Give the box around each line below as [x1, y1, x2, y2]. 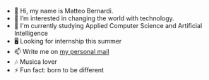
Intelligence [13, 29, 48, 37]
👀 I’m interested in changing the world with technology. [13, 14, 174, 22]
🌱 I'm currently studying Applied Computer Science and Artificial [13, 22, 203, 29]
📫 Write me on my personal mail [13, 48, 109, 55]
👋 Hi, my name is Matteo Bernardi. [13, 7, 114, 15]
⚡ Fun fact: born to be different [13, 66, 104, 74]
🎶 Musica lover [13, 58, 58, 66]
